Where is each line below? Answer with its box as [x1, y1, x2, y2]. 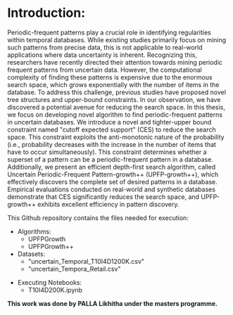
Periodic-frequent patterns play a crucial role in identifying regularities [7, 28, 211, 37]
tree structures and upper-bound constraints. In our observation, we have [7, 95, 221, 103]
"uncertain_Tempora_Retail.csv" [27, 264, 121, 273]
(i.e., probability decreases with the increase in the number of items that [7, 140, 217, 148]
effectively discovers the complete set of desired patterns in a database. [7, 177, 218, 186]
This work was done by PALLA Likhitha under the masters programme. [7, 299, 218, 307]
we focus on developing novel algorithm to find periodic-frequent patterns [7, 110, 223, 119]
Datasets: [17, 250, 46, 258]
